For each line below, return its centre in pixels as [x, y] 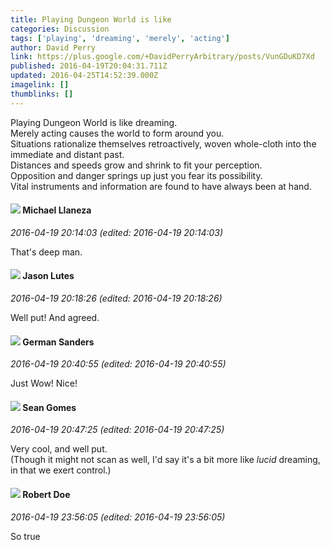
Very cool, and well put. [59, 449]
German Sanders [58, 342]
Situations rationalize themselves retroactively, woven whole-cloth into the [163, 143]
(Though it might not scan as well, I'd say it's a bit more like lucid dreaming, [165, 460]
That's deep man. [46, 252]
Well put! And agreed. [55, 318]
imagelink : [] [40, 85]
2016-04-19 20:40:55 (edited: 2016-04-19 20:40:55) [118, 364]
